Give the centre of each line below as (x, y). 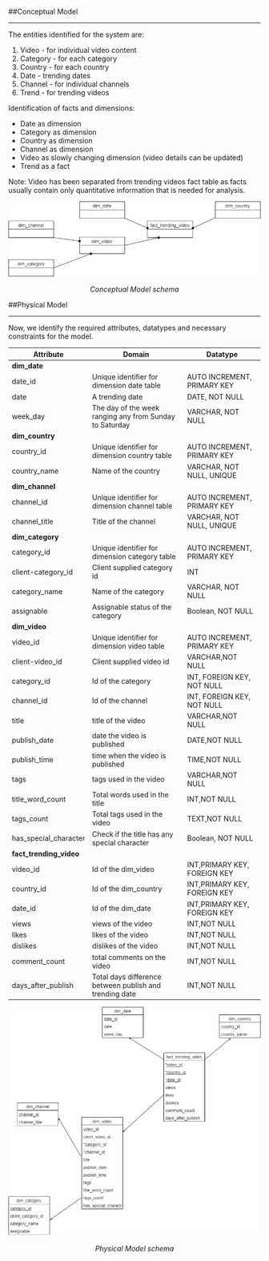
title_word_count (39, 799)
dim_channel (34, 486)
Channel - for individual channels (74, 84)
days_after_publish (43, 985)
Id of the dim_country (127, 889)
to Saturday (111, 424)
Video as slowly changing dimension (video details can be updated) (132, 158)
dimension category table (134, 556)
